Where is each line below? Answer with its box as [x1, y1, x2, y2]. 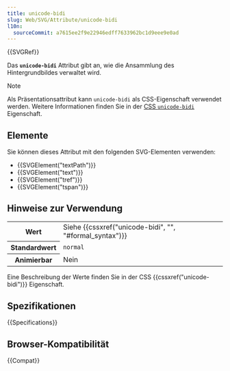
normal [62, 243, 84, 251]
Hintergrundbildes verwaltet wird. [7, 69, 101, 77]
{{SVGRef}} [7, 48, 40, 56]
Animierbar [14, 255, 53, 265]
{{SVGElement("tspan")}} [16, 183, 89, 191]
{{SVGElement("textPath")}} [16, 161, 97, 169]
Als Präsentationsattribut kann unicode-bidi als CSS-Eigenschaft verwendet [7, 95, 222, 104]
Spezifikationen [7, 300, 77, 312]
